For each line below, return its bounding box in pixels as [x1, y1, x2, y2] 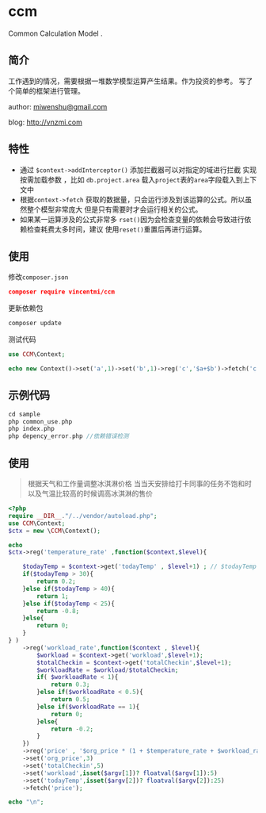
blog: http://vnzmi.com [8, 117, 83, 127]
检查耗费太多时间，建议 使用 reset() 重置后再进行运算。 [26, 224, 207, 234]
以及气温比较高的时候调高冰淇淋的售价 [27, 489, 153, 498]
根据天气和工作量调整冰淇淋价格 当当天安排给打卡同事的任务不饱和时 [27, 479, 252, 488]
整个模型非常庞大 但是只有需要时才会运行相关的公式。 [26, 205, 203, 214]
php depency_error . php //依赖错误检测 [8, 432, 129, 440]
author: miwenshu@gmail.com [8, 102, 108, 111]
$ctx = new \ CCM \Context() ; [8, 527, 101, 535]
